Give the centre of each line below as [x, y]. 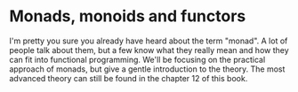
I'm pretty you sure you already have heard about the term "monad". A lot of [149, 41]
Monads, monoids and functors [128, 16]
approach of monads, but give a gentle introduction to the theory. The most [147, 69]
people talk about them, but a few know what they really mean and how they [149, 50]
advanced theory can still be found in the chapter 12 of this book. [129, 78]
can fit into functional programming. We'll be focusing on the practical [137, 59]
